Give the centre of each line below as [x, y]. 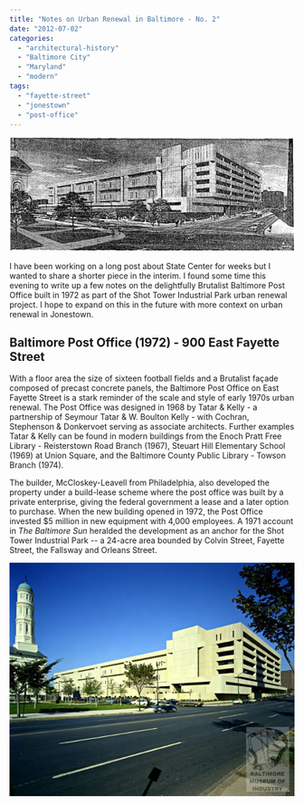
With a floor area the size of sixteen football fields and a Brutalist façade [144, 379]
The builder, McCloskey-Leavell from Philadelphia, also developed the [139, 483]
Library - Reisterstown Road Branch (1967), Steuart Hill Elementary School [147, 446]
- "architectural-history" [68, 48]
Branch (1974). [37, 465]
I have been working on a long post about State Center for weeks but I [140, 266]
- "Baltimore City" [54, 58]
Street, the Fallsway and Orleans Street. [83, 550]
